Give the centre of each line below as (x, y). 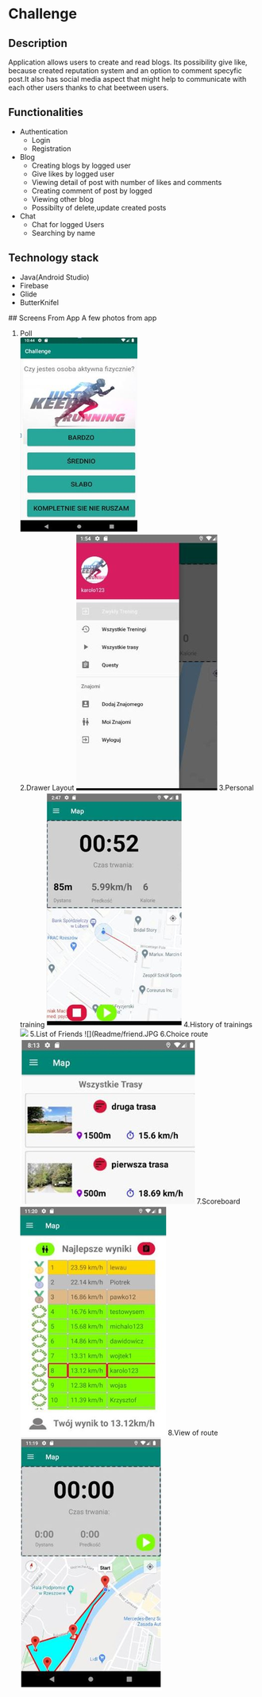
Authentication (44, 131)
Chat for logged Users (68, 224)
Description (38, 43)
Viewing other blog (62, 199)
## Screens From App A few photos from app (83, 318)
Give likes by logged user (73, 174)
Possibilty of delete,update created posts (99, 207)
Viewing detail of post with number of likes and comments (127, 182)
